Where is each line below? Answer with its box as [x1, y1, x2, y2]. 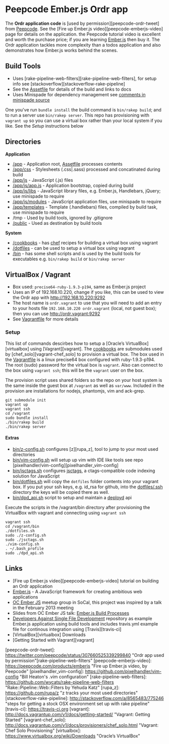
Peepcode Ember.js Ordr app [5, 4, 128, 15]
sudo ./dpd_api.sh [5, 551, 44, 556]
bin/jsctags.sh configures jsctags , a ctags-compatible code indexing [12, 467, 155, 474]
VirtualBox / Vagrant [5, 270, 71, 279]
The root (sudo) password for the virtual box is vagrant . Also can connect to [5, 362, 163, 368]
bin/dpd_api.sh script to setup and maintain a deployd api [12, 494, 132, 500]
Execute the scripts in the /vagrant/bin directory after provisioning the [5, 504, 150, 510]
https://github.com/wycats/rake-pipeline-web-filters [5, 679, 115, 685]
